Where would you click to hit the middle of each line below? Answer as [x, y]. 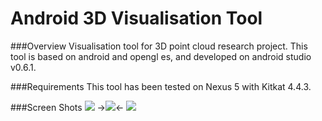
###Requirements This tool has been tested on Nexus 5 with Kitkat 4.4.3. [161, 86]
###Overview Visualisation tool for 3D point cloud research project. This [159, 46]
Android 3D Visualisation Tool [136, 18]
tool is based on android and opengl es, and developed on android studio [161, 56]
